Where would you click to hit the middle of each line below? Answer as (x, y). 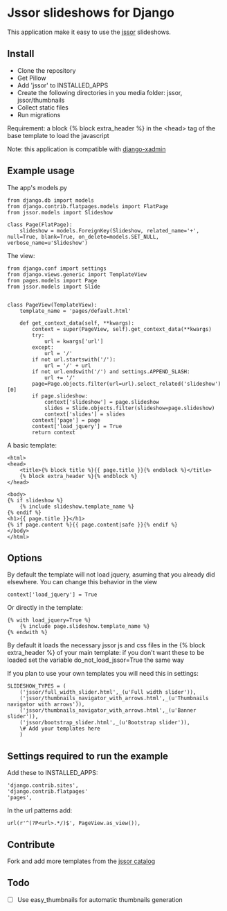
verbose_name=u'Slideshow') (48, 243)
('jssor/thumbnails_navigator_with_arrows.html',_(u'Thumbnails (114, 699)
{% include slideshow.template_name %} (77, 506)
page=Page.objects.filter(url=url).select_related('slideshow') (127, 384)
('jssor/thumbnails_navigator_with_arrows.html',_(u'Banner (108, 710)
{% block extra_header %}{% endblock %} (79, 476)
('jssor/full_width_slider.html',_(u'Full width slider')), (108, 692)
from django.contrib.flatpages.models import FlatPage (88, 206)
